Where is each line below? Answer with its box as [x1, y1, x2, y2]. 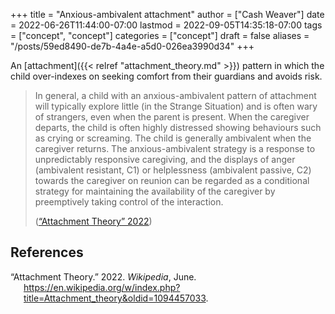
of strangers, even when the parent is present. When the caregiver [34, 111, 310, 123]
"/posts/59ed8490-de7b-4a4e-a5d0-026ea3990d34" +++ [10, 40, 255, 52]
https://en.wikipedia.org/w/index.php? [23, 281, 181, 293]
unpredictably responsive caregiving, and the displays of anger [34, 154, 296, 165]
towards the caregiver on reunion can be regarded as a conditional [34, 175, 310, 186]
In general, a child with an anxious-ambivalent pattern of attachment [34, 90, 317, 101]
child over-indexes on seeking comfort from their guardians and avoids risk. [10, 70, 323, 82]
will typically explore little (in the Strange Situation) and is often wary [34, 100, 318, 112]
